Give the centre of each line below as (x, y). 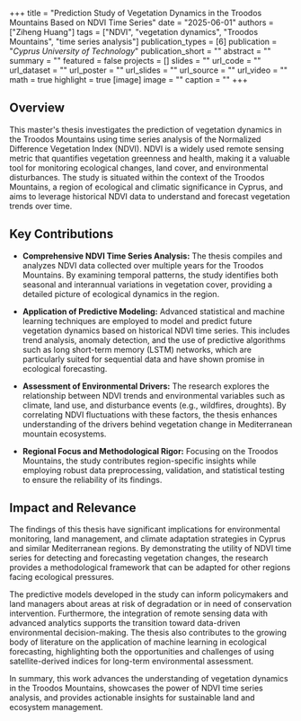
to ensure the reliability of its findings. (92, 479)
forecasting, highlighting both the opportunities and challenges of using (142, 652)
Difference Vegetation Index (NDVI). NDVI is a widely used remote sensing (147, 148)
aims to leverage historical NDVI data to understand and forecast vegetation (150, 196)
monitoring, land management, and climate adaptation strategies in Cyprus (147, 539)
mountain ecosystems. (64, 434)
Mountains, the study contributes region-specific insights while (139, 461)
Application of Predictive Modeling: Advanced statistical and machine (154, 311)
